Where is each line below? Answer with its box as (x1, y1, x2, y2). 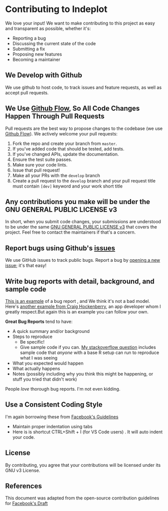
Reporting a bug (12, 35, 46, 41)
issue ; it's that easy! (5, 262, 47, 269)
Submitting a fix (12, 46, 45, 52)
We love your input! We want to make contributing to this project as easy (5, 20, 155, 26)
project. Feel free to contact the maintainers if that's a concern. (5, 229, 136, 235)
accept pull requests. (5, 89, 49, 96)
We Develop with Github (5, 71, 82, 80)
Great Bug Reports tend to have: (5, 318, 73, 324)
